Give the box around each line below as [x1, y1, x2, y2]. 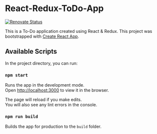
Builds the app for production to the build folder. [5, 124, 102, 130]
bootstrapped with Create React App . [5, 33, 79, 39]
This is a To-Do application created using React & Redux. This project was [5, 28, 152, 34]
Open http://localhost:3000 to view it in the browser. [5, 88, 109, 93]
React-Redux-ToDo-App [5, 3, 104, 14]
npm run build [5, 114, 38, 119]
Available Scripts [5, 47, 57, 56]
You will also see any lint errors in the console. [5, 102, 98, 108]
